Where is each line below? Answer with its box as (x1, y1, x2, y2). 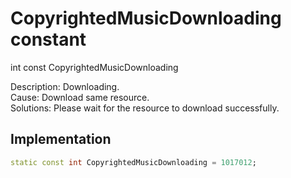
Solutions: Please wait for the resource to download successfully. (10, 102, 280, 114)
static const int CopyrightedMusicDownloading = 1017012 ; (10, 157, 257, 167)
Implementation (10, 131, 112, 148)
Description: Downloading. (10, 80, 120, 92)
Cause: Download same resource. (10, 91, 150, 103)
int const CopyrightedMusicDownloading (10, 61, 179, 73)
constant (10, 28, 87, 51)
